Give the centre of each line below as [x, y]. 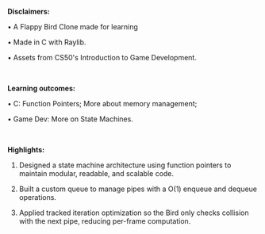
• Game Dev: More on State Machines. [71, 119]
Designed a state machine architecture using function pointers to [125, 165]
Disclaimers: [29, 12]
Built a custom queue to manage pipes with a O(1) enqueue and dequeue [138, 189]
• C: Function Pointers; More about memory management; [102, 104]
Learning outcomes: [42, 88]
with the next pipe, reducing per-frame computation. [105, 221]
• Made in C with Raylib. [47, 42]
